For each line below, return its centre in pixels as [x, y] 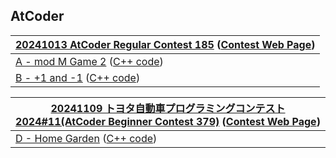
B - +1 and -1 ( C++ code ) [78, 77]
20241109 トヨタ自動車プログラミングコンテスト [168, 108]
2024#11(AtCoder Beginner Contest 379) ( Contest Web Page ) [168, 121]
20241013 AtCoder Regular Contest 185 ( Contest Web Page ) [165, 44]
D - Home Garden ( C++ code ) [86, 138]
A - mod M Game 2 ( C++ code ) [89, 61]
